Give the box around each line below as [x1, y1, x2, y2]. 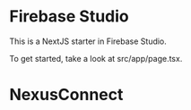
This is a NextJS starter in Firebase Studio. [9, 36, 168, 47]
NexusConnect [9, 85, 124, 105]
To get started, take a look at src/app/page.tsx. [9, 53, 183, 63]
